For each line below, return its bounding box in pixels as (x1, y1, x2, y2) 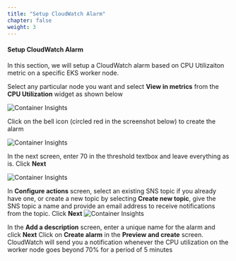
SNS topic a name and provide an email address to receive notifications (7, 202, 216, 210)
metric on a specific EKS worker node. (7, 68, 119, 77)
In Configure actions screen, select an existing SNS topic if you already (7, 186, 217, 195)
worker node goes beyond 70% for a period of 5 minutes (7, 245, 173, 254)
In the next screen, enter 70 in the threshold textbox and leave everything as (7, 152, 230, 160)
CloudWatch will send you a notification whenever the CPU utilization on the (7, 238, 229, 246)
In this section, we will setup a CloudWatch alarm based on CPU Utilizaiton (7, 61, 225, 69)
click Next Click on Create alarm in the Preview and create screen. (7, 230, 203, 238)
